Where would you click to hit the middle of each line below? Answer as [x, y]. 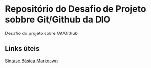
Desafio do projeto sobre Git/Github [42, 33]
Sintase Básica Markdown [32, 61]
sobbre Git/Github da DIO [58, 19]
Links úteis [22, 49]
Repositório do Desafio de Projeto [75, 9]
